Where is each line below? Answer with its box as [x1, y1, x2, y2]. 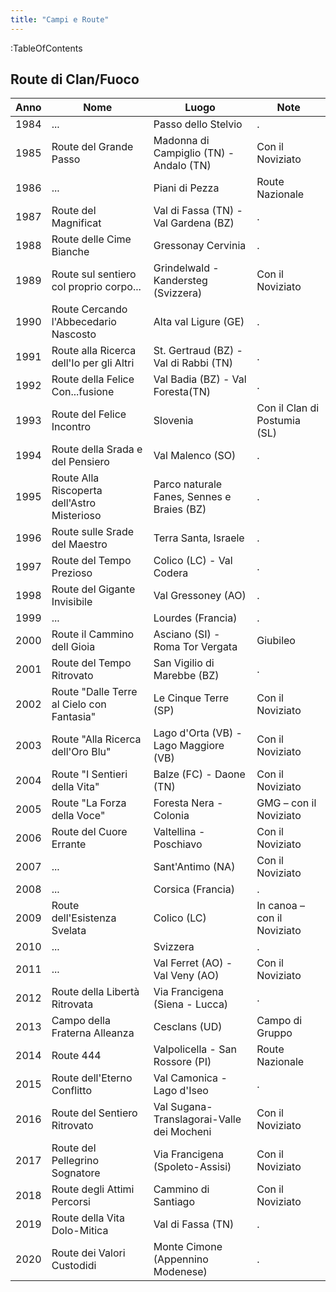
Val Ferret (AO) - [153, 956, 233, 970]
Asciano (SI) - [153, 627, 221, 641]
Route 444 [51, 1049, 102, 1063]
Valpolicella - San [153, 1042, 237, 1056]
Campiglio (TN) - [153, 146, 235, 160]
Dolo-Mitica [51, 1224, 109, 1238]
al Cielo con [51, 697, 107, 711]
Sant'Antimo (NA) [153, 860, 236, 874]
